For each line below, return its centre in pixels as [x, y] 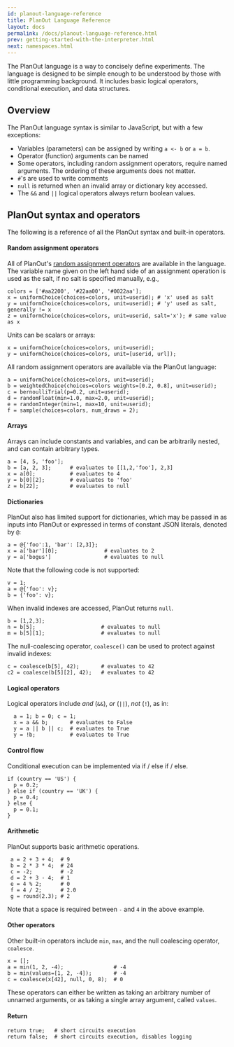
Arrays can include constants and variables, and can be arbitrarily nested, [114, 441]
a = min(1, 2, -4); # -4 [67, 967]
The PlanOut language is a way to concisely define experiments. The [106, 66]
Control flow [25, 751]
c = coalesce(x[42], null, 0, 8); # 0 [65, 980]
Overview [29, 110]
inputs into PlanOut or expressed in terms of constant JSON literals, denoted [117, 525]
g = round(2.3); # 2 [40, 896]
